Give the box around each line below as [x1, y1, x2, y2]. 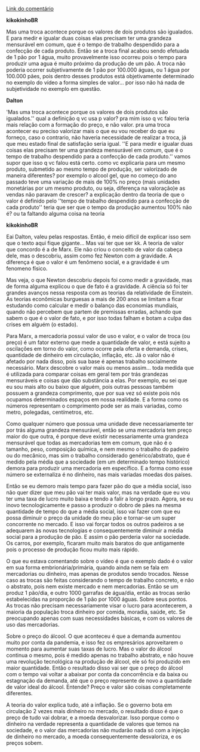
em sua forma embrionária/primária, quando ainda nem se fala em [6, 564, 169, 571]
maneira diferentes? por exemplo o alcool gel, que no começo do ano [6, 172, 177, 179]
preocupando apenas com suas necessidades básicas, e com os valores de [6, 615, 193, 622]
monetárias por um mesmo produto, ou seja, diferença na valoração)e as [6, 185, 186, 192]
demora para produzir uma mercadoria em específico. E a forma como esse [6, 465, 193, 471]
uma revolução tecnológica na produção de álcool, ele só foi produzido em [6, 658, 190, 665]
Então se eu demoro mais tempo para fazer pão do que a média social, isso [6, 483, 192, 489]
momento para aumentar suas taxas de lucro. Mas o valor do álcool [6, 645, 172, 652]
